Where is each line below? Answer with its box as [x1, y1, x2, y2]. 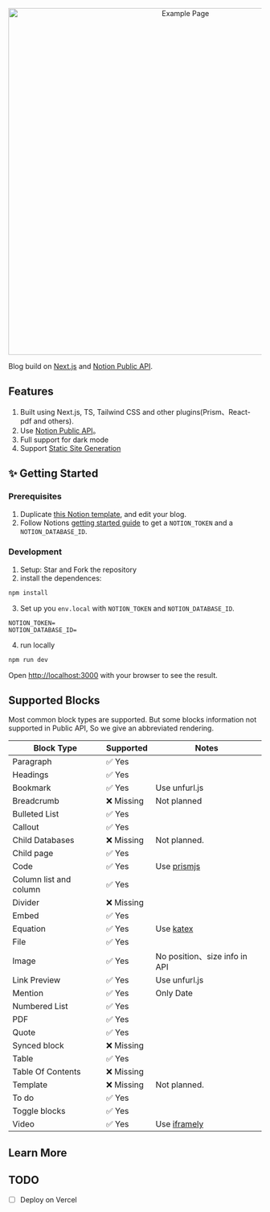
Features [8, 385, 54, 399]
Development [8, 546, 63, 557]
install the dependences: [19, 573, 102, 583]
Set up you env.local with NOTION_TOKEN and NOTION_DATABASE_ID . [19, 603, 235, 613]
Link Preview [12, 974, 61, 986]
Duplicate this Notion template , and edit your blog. [19, 509, 187, 519]
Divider [12, 897, 40, 908]
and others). [33, 416, 74, 426]
